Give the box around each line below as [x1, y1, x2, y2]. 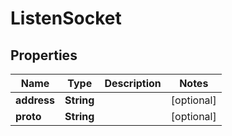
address [15, 93, 56, 107]
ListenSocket [10, 7, 122, 30]
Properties [10, 47, 78, 64]
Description [104, 77, 162, 90]
